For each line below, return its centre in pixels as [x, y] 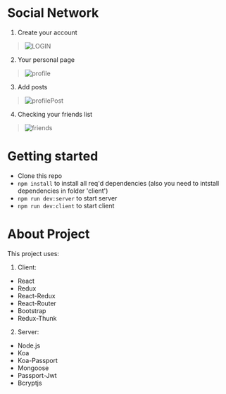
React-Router [37, 303]
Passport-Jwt [37, 375]
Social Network [53, 13]
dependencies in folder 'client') [63, 191]
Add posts [32, 87]
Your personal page [46, 59]
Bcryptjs [30, 383]
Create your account [47, 32]
